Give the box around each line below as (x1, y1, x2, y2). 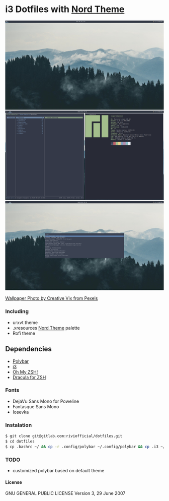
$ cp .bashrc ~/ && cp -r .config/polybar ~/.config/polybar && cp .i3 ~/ (5, 444, 165, 449)
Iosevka (12, 409, 29, 415)
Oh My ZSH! (12, 369, 38, 375)
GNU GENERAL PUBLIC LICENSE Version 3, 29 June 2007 (5, 490, 126, 496)
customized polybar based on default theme (12, 468, 105, 474)
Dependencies (5, 345, 52, 353)
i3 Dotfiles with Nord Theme (5, 4, 125, 15)
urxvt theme (12, 319, 38, 326)
